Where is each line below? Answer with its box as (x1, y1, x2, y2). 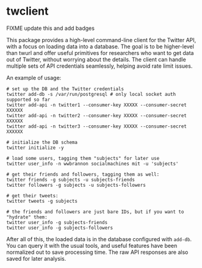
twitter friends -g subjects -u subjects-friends (6, 176, 135, 183)
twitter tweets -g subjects (6, 198, 78, 204)
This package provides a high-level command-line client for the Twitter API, (6, 36, 197, 43)
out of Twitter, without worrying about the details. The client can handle (6, 56, 186, 63)
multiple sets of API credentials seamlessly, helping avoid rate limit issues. (6, 62, 193, 70)
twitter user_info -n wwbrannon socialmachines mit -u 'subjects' (6, 161, 179, 167)
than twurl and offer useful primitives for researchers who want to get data (6, 49, 194, 56)
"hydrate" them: (6, 214, 48, 220)
